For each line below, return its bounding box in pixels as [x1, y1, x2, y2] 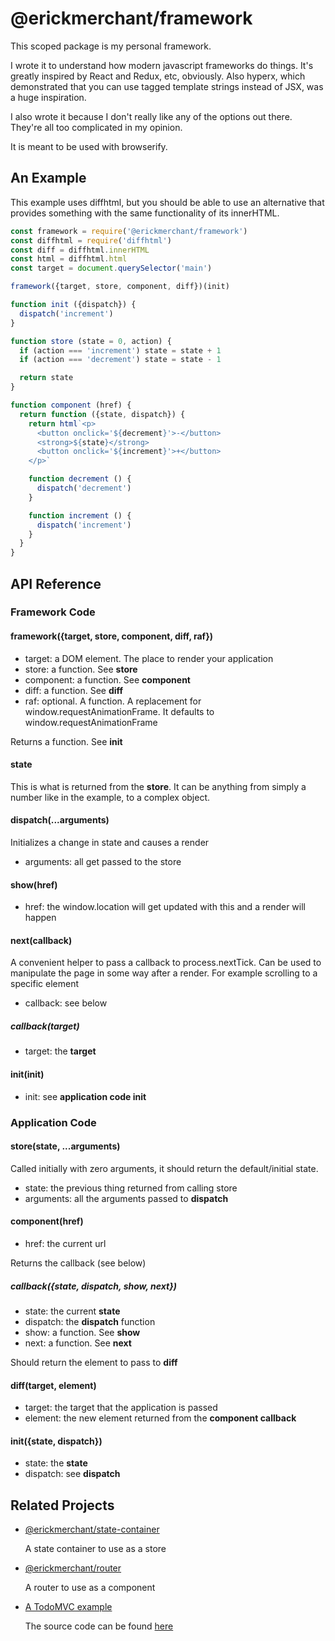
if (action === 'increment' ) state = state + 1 [19, 345, 222, 356]
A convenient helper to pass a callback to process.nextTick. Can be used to [10, 957, 322, 969]
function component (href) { [10, 400, 132, 410]
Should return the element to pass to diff [10, 1356, 178, 1368]
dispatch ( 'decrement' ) [36, 483, 132, 493]
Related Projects [10, 1497, 115, 1514]
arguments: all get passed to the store [24, 856, 182, 868]
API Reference [10, 575, 102, 592]
